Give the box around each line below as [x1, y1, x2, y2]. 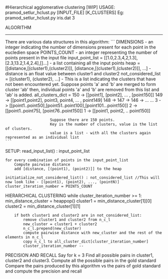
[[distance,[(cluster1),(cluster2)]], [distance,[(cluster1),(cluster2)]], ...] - [5, 65, 151, 71]
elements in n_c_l [5, 235, 43, 240]
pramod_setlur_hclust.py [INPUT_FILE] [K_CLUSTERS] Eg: [5, 9, 124, 15]
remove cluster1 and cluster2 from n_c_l [23, 217, 111, 222]
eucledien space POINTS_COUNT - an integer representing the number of [5, 49, 157, 55]
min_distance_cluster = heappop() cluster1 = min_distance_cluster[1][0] [5, 198, 152, 204]
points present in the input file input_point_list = [5, 55, 103, 60]
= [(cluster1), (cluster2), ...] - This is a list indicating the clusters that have [5, 76, 156, 82]
